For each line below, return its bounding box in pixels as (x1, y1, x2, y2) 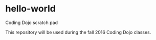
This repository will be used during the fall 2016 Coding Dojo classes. (5, 29, 151, 35)
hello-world (5, 3, 56, 14)
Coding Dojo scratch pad (5, 19, 58, 25)
